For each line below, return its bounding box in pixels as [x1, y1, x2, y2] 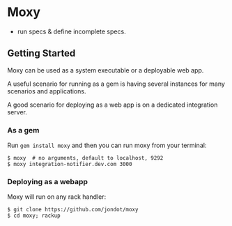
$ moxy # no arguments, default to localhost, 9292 [7, 155, 164, 162]
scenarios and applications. [7, 86, 86, 95]
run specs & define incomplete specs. [17, 27, 127, 36]
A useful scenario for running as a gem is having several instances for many [7, 80, 225, 88]
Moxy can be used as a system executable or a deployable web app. [7, 66, 204, 74]
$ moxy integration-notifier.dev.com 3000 [7, 161, 132, 168]
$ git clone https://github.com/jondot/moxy [7, 206, 139, 213]
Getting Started [7, 47, 76, 59]
